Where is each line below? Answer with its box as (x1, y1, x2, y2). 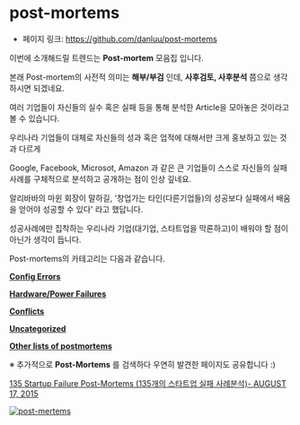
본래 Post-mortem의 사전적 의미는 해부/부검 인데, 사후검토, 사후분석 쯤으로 (9, 71, 271, 82)
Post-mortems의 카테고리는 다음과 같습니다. (9, 253, 166, 264)
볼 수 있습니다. (9, 113, 60, 124)
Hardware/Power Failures (9, 288, 107, 299)
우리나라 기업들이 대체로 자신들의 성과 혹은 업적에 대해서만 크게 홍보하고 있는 (9, 132, 278, 143)
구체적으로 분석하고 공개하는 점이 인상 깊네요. (32, 173, 191, 184)
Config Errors (9, 271, 61, 282)
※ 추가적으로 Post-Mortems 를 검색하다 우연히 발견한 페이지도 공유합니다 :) (9, 359, 276, 369)
